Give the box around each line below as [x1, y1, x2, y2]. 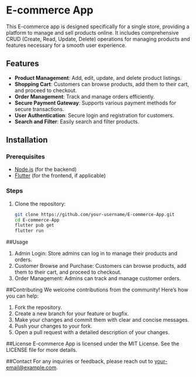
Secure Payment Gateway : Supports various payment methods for [14, 99, 177, 106]
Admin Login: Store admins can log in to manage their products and [14, 250, 177, 257]
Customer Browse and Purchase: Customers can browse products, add [14, 262, 187, 270]
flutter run [14, 228, 44, 234]
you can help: [6, 292, 39, 299]
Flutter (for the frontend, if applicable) [14, 172, 106, 179]
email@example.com [6, 364, 57, 371]
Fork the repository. [14, 304, 63, 311]
